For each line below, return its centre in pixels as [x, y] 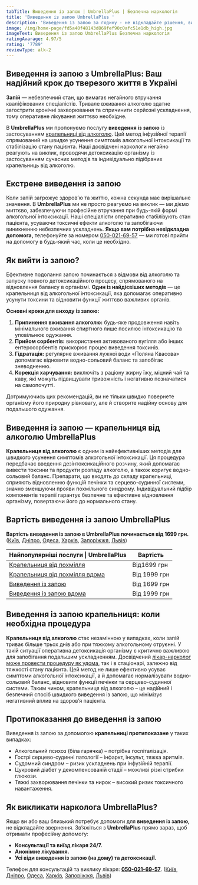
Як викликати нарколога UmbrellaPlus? [82, 807]
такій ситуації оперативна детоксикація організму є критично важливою [98, 650]
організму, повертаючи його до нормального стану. [72, 501]
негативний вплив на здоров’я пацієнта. [57, 700]
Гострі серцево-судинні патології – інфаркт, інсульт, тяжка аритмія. [99, 757]
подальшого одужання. [36, 409]
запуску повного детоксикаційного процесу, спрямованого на [85, 281]
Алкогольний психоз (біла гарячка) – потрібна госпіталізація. [91, 751]
